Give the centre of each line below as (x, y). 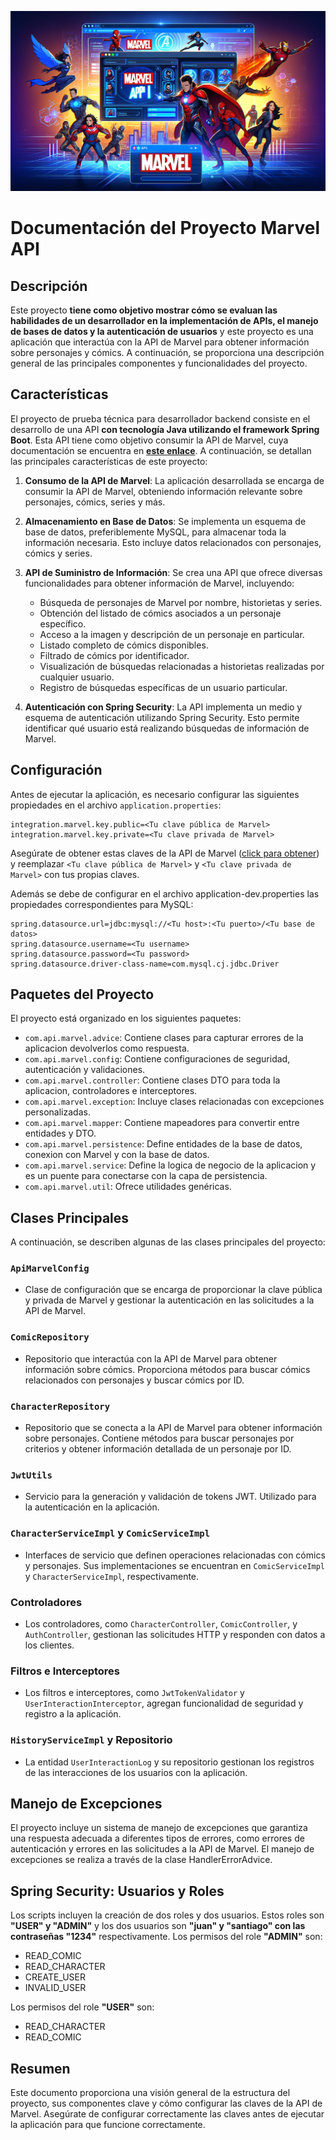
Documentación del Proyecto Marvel (165, 228)
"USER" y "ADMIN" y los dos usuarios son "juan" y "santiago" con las (158, 1926)
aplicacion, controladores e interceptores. (111, 1091)
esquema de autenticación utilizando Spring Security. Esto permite (162, 717)
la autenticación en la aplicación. (92, 1507)
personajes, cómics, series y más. (95, 502)
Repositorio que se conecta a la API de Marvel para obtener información (173, 1428)
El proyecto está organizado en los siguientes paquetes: (126, 1018)
